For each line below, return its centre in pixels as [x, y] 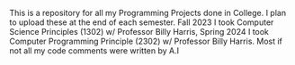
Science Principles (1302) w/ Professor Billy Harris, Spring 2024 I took [139, 32]
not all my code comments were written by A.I [94, 51]
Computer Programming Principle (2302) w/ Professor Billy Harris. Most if [146, 41]
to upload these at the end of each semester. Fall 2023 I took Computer [142, 22]
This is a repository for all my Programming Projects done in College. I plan [147, 13]
